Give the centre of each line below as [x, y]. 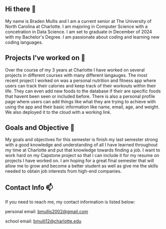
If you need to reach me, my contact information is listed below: [70, 202]
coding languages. [24, 42]
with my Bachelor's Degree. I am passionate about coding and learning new [82, 37]
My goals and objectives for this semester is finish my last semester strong [82, 140]
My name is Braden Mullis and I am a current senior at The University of [79, 21]
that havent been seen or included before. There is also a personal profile [80, 96]
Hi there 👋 [21, 9]
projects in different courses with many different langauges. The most [76, 75]
